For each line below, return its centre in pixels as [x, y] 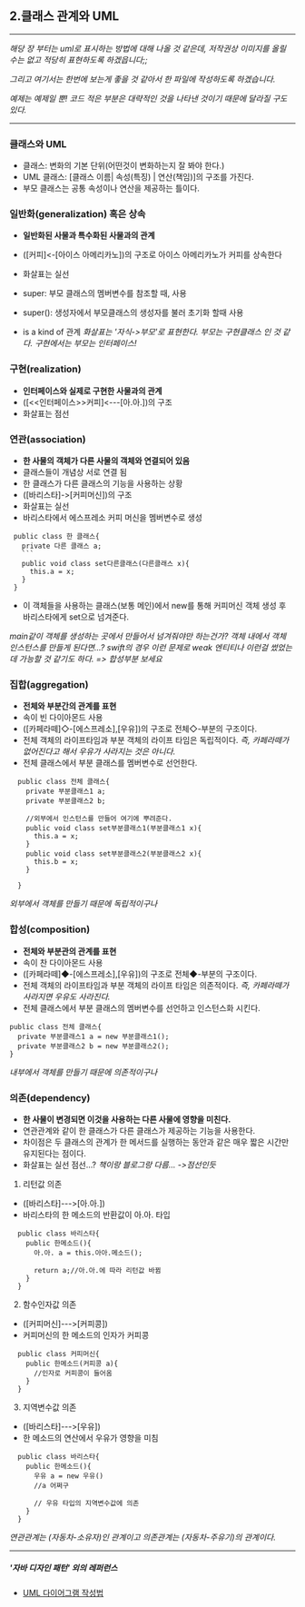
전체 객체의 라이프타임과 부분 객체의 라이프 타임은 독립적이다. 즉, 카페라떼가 [156, 740]
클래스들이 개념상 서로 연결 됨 [74, 472]
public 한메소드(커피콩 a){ [72, 1364]
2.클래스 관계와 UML [64, 16]
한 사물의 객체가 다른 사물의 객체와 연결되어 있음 [106, 461]
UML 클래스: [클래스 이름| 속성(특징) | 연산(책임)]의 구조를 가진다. [138, 177]
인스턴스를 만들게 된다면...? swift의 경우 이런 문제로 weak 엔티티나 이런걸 [139, 647]
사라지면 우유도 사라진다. [66, 997]
